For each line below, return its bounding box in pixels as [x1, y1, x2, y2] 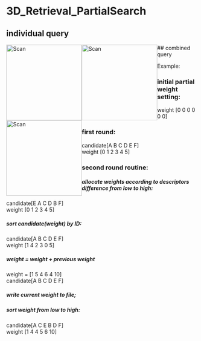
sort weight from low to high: [6, 307, 80, 314]
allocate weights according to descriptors [81, 178, 190, 186]
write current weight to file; [6, 291, 77, 299]
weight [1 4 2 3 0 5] [6, 242, 55, 249]
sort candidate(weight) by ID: [6, 220, 82, 227]
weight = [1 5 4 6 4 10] [6, 271, 62, 278]
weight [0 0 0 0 [157, 106, 196, 114]
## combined [157, 44, 191, 51]
